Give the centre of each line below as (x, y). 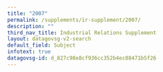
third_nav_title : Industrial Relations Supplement (82, 33)
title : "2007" (28, 13)
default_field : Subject (42, 45)
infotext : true (29, 52)
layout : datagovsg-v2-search (49, 39)
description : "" (31, 26)
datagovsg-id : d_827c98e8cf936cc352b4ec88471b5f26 (82, 58)
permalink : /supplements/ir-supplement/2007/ (74, 20)
